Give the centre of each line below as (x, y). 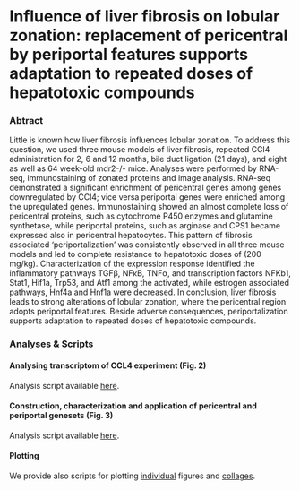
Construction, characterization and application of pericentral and (133, 406)
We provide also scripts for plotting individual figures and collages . (133, 476)
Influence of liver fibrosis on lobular (145, 17)
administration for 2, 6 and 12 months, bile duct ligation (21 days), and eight (148, 159)
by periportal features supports (129, 55)
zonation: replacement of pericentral (149, 35)
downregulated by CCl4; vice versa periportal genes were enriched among (147, 197)
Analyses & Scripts (51, 344)
